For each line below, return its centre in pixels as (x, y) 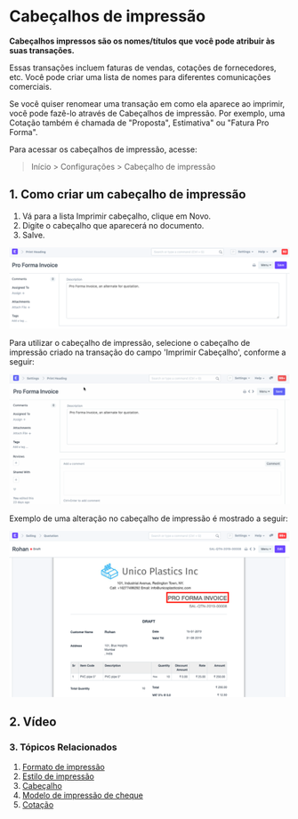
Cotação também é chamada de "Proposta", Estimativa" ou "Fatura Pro (139, 123)
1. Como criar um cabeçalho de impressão (128, 194)
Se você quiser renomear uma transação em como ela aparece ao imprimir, (147, 103)
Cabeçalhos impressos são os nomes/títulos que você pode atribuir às (142, 41)
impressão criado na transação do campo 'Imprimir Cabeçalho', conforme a (148, 352)
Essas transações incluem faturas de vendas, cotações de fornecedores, (143, 68)
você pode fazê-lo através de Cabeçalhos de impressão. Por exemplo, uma (147, 113)
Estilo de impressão (58, 776)
